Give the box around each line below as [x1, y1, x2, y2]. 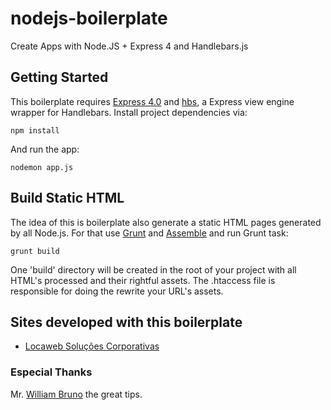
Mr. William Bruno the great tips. [10, 388, 143, 400]
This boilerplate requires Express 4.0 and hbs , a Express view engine [10, 95, 295, 107]
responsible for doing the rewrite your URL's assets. [10, 285, 224, 297]
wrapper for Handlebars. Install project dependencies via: [10, 106, 248, 118]
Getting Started [10, 69, 109, 86]
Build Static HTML [10, 190, 125, 207]
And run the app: [10, 143, 80, 155]
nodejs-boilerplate [10, 7, 168, 30]
